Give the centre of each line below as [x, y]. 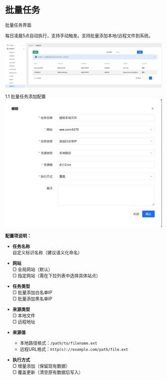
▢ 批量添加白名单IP [32, 293]
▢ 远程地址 [24, 322]
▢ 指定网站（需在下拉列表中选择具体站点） [56, 276]
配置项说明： [18, 236]
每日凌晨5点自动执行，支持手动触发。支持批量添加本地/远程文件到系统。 [79, 35]
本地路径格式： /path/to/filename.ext [58, 343]
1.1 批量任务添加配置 [26, 96]
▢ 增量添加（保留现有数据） [41, 366]
